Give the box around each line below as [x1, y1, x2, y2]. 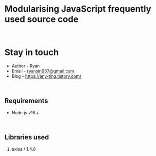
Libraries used [4, 133, 49, 141]
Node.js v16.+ [11, 109, 39, 115]
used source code [4, 14, 79, 25]
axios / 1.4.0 [11, 146, 36, 152]
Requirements [4, 97, 48, 105]
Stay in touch [4, 47, 59, 58]
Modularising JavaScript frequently [4, 3, 152, 15]
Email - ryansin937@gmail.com [11, 68, 74, 74]
